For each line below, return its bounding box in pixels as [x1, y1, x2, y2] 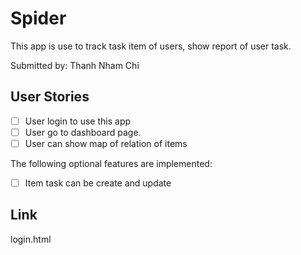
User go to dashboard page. [24, 126, 142, 138]
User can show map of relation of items [24, 137, 188, 149]
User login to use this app [24, 115, 132, 127]
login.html [10, 233, 52, 245]
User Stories [10, 88, 90, 106]
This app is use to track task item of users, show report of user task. [10, 40, 292, 52]
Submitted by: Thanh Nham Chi [10, 59, 140, 71]
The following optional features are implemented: [10, 157, 213, 169]
